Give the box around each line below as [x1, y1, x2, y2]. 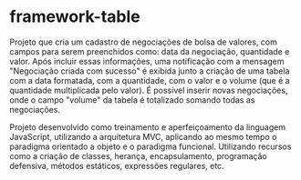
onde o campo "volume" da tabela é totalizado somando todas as [9, 94, 255, 105]
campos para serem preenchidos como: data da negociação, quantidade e [9, 45, 290, 56]
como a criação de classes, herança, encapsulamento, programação [9, 150, 267, 161]
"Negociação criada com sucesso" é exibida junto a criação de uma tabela [9, 65, 290, 76]
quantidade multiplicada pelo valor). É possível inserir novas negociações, [9, 85, 288, 95]
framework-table [9, 6, 140, 27]
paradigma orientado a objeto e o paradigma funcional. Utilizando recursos [9, 141, 292, 152]
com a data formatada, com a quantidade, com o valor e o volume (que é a [9, 75, 290, 85]
